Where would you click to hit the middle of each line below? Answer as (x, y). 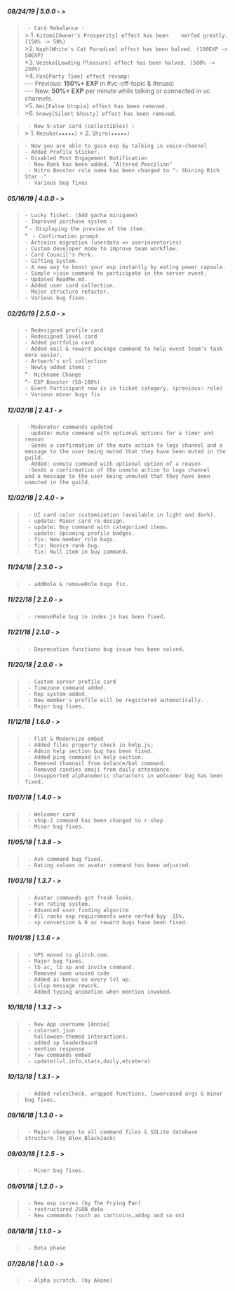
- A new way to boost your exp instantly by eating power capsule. (125, 267)
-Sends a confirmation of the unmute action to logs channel (119, 470)
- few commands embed (59, 1055)
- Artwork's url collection (65, 361)
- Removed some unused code (69, 973)
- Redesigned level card (61, 336)
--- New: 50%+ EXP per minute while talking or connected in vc (117, 91)
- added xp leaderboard (62, 1043)
